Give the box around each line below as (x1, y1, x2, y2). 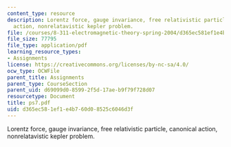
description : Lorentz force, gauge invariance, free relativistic (7, 16, 201, 23)
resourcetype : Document (7, 93, 76, 100)
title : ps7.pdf (7, 100, 51, 106)
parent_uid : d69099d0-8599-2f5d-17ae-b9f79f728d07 (7, 87, 155, 93)
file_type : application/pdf (7, 42, 88, 49)
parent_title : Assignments (7, 73, 85, 81)
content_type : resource (7, 10, 76, 17)
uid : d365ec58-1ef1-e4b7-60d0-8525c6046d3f (7, 106, 134, 113)
